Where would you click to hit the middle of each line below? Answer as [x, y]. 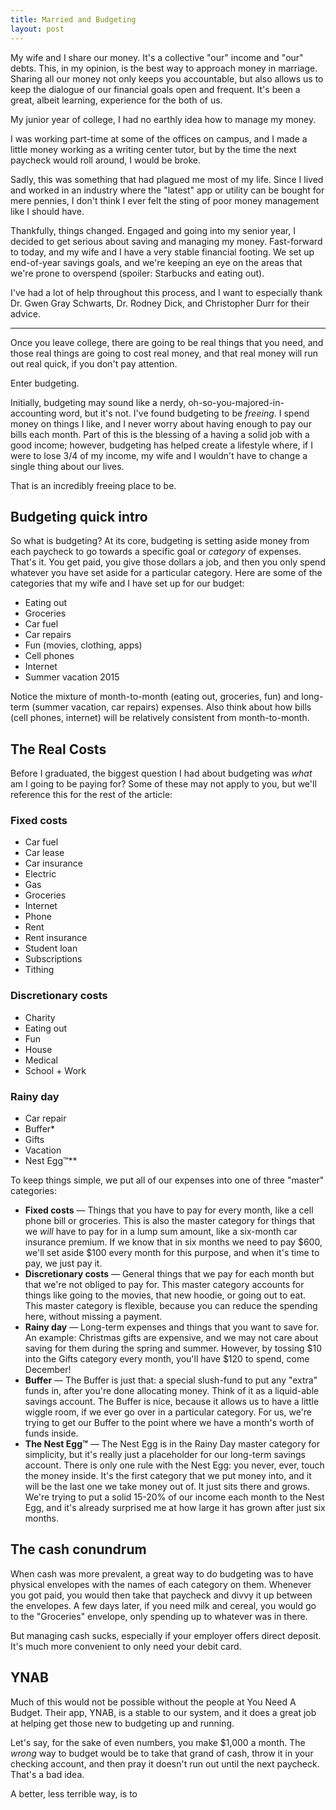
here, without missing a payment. [93, 1317]
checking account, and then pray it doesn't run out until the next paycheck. [165, 1763]
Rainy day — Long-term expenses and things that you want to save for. [172, 1327]
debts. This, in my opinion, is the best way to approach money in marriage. [164, 68]
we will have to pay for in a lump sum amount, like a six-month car [161, 1232]
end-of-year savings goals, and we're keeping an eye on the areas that [156, 262]
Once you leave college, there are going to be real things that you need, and [167, 342]
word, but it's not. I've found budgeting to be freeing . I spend [184, 413]
